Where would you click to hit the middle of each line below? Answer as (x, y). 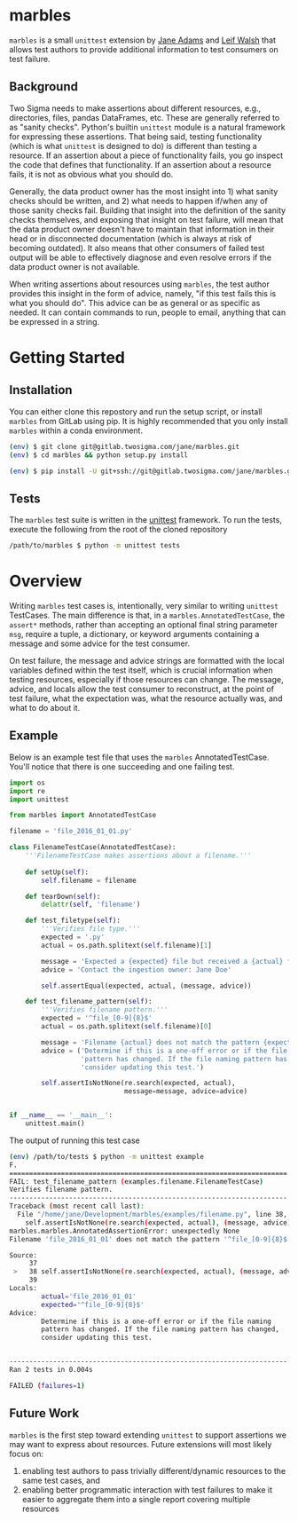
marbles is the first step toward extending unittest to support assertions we (148, 1435)
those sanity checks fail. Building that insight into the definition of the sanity (148, 210)
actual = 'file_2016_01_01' (89, 1296)
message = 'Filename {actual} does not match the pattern (150, 1042)
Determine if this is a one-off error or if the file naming (157, 1321)
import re (27, 791)
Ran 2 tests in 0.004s (51, 1370)
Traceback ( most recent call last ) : (77, 1206)
